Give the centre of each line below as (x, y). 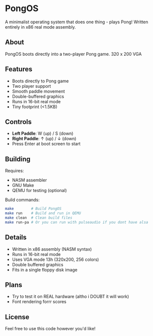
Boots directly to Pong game (40, 81)
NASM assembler (30, 180)
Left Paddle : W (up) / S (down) (43, 133)
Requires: (15, 171)
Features (19, 69)
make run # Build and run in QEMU (43, 213)
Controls (18, 122)
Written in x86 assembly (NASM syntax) (52, 249)
